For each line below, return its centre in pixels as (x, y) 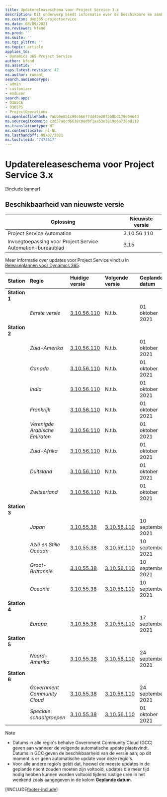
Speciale (40, 711)
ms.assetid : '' (21, 65)
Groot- (38, 565)
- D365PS (14, 107)
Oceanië (40, 589)
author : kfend (20, 61)
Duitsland (41, 471)
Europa (38, 624)
